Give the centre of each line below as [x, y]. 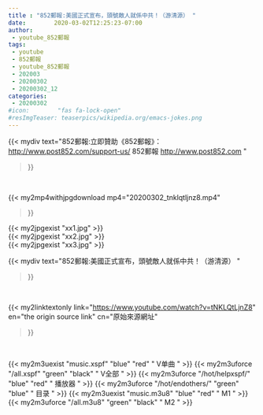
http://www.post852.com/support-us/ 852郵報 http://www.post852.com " [128, 151]
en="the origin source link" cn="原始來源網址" [83, 317]
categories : [28, 96]
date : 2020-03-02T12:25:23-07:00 [76, 23]
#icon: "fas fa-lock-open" [65, 111]
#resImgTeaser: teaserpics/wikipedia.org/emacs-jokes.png [105, 118]
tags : [17, 45]
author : [21, 30]
